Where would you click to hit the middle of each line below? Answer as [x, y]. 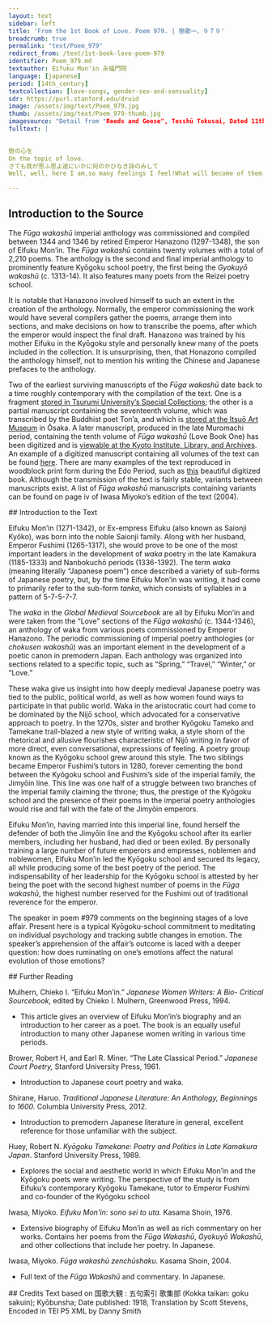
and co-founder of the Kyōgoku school [85, 1196]
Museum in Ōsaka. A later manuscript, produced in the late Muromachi [126, 428]
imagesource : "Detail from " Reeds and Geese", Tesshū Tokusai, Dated [128, 121]
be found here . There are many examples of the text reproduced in [119, 462]
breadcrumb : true [38, 38]
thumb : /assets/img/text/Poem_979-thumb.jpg [85, 114]
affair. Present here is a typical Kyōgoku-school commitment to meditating [132, 926]
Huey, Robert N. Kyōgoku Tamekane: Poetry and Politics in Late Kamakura [133, 1146]
